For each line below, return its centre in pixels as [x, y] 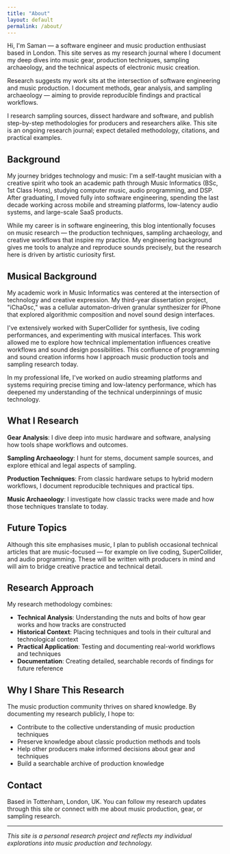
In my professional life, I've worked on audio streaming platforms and [104, 377]
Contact [25, 785]
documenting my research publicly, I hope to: [71, 714]
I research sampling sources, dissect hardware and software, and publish [111, 116]
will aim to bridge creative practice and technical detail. [85, 566]
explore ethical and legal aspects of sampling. [72, 465]
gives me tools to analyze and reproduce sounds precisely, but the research [114, 247]
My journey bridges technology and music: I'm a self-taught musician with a [114, 176]
